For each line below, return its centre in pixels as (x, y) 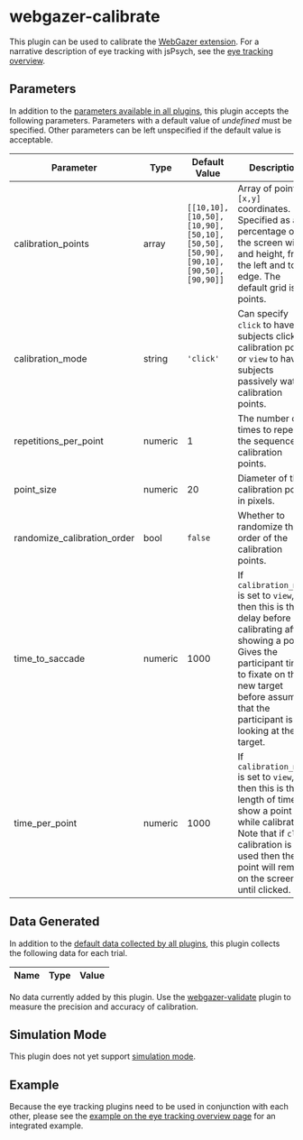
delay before (264, 618)
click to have (266, 325)
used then (259, 856)
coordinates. (264, 208)
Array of (255, 188)
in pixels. (256, 501)
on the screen (267, 878)
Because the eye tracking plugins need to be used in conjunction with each (149, 1107)
